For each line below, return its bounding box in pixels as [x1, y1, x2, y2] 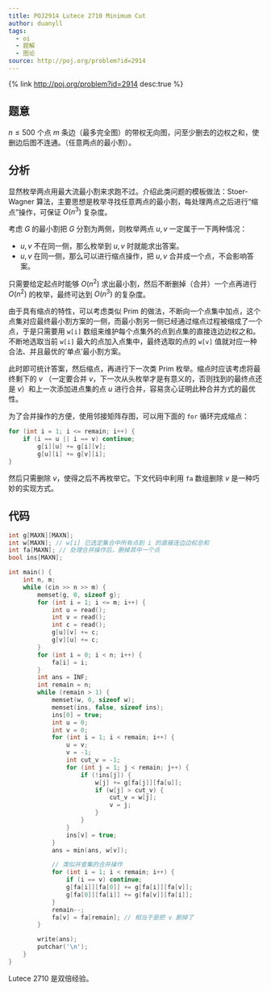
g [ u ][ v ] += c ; [51, 628, 99, 636]
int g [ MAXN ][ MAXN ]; [8, 531, 74, 540]
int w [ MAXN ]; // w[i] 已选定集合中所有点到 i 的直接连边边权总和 [8, 539, 210, 547]
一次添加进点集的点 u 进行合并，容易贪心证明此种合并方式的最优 [42, 384, 256, 394]
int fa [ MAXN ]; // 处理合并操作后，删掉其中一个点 [8, 546, 161, 554]
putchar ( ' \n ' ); [37, 943, 89, 951]
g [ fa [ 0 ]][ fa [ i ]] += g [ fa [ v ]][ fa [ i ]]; [65, 890, 194, 899]
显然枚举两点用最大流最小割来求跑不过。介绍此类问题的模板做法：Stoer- [8, 187, 248, 196]
